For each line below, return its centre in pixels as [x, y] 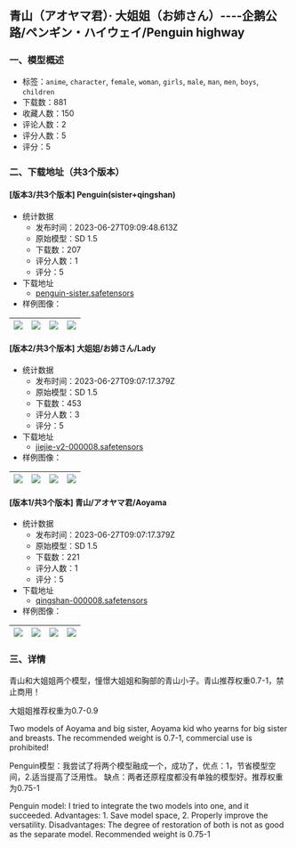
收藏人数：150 [48, 113]
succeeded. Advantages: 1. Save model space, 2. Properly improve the [139, 815]
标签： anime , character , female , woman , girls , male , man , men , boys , [140, 81]
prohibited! [29, 747]
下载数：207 [58, 249]
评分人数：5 [44, 135]
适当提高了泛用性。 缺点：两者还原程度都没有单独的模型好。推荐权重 [157, 777]
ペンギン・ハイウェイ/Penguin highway [135, 33]
